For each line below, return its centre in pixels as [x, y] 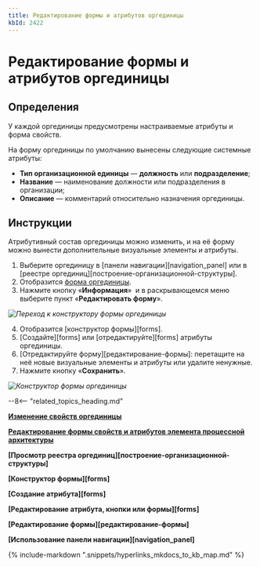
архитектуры [31, 440]
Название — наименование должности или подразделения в [122, 181]
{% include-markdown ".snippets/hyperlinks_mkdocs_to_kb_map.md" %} [126, 555]
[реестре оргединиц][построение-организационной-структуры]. [128, 274]
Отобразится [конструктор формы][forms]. [91, 329]
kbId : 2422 [26, 23]
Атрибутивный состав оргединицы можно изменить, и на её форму [121, 242]
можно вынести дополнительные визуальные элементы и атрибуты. [123, 250]
